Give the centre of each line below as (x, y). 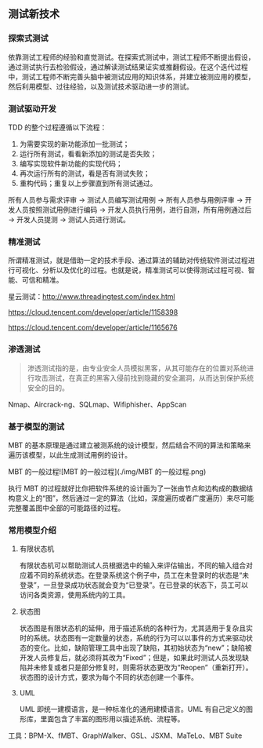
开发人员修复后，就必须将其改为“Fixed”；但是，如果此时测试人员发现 (131, 658)
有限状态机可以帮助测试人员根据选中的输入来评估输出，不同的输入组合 (133, 566)
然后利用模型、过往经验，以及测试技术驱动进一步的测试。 (101, 86)
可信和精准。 (42, 280)
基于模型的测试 (36, 426)
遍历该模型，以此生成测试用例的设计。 (70, 454)
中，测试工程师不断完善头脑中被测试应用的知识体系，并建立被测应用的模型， (131, 76)
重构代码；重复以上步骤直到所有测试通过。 (88, 183)
